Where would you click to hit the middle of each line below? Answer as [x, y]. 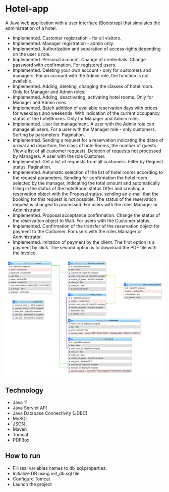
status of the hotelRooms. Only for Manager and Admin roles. [76, 118]
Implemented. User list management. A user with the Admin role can [83, 124]
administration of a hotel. [31, 28]
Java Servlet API [30, 408]
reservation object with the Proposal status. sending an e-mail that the [86, 194]
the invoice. [24, 253]
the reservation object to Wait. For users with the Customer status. [81, 220]
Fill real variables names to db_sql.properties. [60, 468]
